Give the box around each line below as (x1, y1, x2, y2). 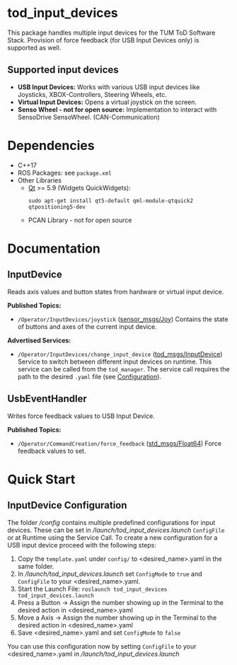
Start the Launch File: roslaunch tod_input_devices (17, 584, 168, 593)
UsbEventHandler (7, 393, 87, 405)
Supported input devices (7, 64, 119, 76)
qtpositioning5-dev (28, 203, 86, 210)
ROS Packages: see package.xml (17, 168, 112, 177)
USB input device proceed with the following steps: (7, 540, 157, 549)
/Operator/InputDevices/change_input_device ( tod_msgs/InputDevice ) (17, 349, 223, 358)
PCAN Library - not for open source (28, 216, 132, 224)
